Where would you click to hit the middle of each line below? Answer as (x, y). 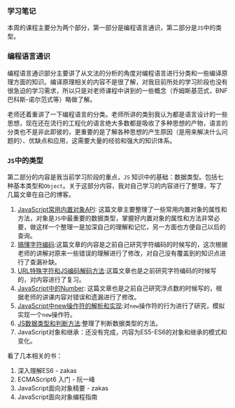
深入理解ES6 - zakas (47, 370)
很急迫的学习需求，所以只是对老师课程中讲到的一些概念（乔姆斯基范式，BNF (117, 90)
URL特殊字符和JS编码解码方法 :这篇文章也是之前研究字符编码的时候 (114, 271)
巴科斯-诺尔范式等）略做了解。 (52, 99)
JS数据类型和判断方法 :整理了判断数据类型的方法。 (90, 323)
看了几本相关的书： (35, 355)
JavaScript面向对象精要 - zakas (63, 388)
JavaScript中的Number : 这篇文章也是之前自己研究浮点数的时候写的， (117, 288)
